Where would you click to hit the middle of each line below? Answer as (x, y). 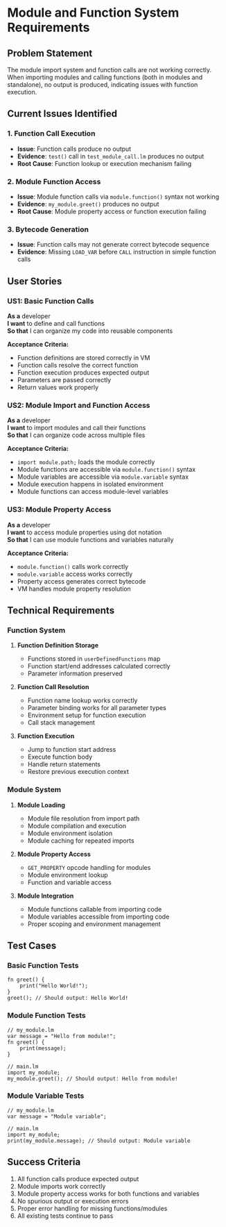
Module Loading (41, 805)
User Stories (35, 281)
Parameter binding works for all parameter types (97, 708)
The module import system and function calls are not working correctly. (110, 70)
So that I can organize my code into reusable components (90, 331)
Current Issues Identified (62, 114)
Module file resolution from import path (84, 818)
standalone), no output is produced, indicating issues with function (103, 84)
